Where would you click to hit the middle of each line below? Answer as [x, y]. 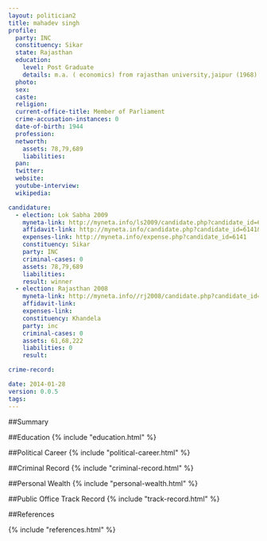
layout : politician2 [43, 16]
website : [30, 179]
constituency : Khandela [62, 318]
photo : [26, 82]
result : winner [48, 282]
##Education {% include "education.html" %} [82, 437]
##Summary [29, 422]
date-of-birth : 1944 [49, 126]
